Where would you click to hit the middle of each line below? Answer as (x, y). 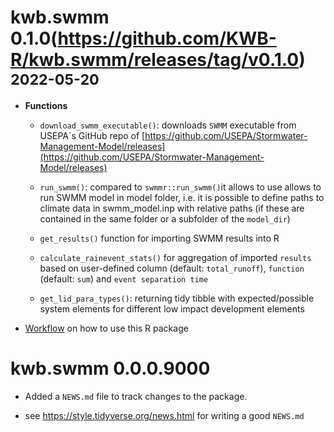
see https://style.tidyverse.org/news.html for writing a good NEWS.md (164, 415)
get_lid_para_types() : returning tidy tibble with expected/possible (177, 298)
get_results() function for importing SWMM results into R (159, 238)
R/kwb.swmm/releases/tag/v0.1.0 (155, 60)
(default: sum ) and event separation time (124, 278)
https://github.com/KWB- (167, 38)
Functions (46, 105)
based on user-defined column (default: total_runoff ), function (172, 268)
